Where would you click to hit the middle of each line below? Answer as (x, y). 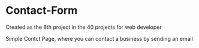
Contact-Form (42, 10)
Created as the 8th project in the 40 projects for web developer (84, 27)
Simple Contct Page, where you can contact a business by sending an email (99, 38)
